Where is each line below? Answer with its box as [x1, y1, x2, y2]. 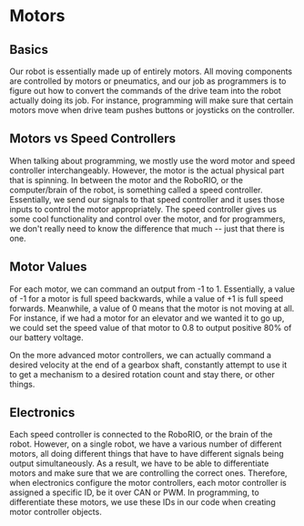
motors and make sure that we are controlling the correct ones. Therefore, [9, 468, 289, 479]
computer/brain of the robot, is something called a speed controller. [9, 184, 263, 195]
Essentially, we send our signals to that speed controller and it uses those [9, 193, 285, 205]
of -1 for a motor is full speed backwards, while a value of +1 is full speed [9, 293, 284, 304]
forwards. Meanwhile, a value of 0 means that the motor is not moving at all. [9, 303, 295, 314]
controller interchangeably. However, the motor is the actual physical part [9, 165, 285, 176]
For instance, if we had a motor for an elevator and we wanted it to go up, [9, 312, 285, 324]
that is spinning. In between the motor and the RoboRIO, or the [9, 174, 244, 185]
